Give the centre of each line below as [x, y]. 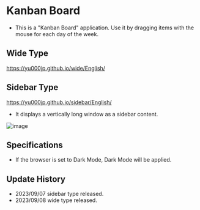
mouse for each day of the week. [57, 34]
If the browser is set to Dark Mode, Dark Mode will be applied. [93, 160]
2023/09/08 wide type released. [56, 200]
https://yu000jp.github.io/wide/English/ [56, 68]
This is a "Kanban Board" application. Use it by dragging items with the [105, 28]
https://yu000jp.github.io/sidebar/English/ [59, 102]
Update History [36, 179]
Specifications [35, 145]
